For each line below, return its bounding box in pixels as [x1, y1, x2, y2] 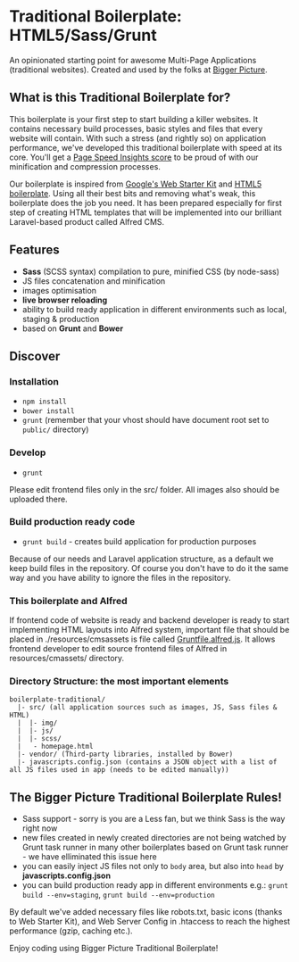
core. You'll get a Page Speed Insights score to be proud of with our [9, 152, 259, 162]
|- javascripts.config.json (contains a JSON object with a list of [17, 758, 278, 767]
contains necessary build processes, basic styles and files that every [9, 123, 263, 134]
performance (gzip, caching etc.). [9, 925, 133, 936]
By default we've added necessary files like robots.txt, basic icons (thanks [9, 907, 283, 917]
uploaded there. [9, 493, 69, 504]
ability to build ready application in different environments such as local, [21, 303, 287, 314]
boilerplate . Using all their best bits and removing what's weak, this [9, 187, 256, 198]
